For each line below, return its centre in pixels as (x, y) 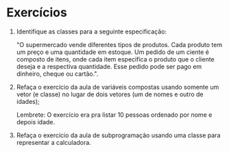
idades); (28, 101)
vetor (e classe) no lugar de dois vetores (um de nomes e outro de (110, 94)
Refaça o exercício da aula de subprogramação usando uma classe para (118, 135)
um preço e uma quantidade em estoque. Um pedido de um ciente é (113, 52)
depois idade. (36, 122)
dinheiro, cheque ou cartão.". (57, 74)
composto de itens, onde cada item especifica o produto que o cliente (116, 59)
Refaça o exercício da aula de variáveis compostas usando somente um (118, 87)
